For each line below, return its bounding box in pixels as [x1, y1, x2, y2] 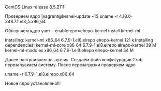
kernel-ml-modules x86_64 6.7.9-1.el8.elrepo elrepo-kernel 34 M [5, 48, 134, 53]
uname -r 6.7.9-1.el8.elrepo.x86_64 [5, 71, 74, 77]
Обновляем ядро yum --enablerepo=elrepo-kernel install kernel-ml [5, 28, 140, 33]
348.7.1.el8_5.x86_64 [5, 19, 46, 24]
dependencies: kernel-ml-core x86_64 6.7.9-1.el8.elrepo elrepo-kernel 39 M [5, 42, 156, 48]
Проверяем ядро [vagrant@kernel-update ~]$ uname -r [5, 13, 118, 19]
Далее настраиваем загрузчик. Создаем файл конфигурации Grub [5, 57, 143, 62]
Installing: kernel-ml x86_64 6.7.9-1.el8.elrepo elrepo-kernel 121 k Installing [5, 37, 153, 43]
